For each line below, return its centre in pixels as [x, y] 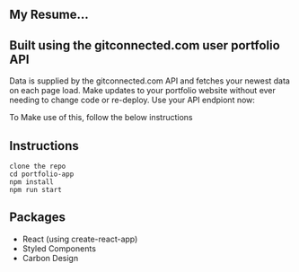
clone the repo [38, 167]
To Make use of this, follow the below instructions [101, 118]
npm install [31, 182]
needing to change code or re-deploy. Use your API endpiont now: [132, 100]
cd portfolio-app [42, 174]
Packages [37, 218]
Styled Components [59, 248]
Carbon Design [50, 258]
